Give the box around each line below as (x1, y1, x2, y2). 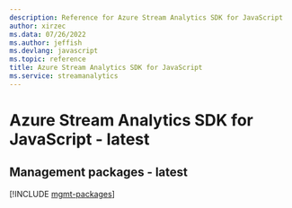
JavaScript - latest (9, 129, 150, 149)
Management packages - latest (9, 165, 189, 180)
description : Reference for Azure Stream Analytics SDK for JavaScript (9, 13, 283, 22)
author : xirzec (9, 22, 66, 30)
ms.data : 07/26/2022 (9, 30, 87, 39)
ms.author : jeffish (9, 38, 83, 48)
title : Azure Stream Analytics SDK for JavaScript (9, 64, 203, 73)
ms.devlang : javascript (9, 47, 99, 56)
